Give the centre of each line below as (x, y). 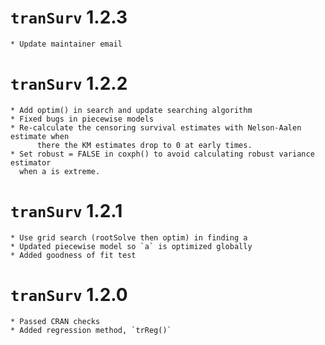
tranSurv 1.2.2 (69, 83)
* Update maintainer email (66, 44)
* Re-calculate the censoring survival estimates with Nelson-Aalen (156, 127)
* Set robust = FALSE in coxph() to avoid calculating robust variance (162, 154)
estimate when (40, 136)
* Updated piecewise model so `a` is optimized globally (131, 246)
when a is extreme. (60, 171)
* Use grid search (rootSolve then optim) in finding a (129, 237)
